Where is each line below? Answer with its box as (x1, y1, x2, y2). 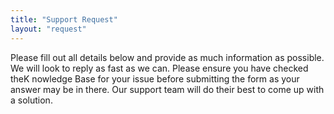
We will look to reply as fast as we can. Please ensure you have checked (10, 62, 309, 74)
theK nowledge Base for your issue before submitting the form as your (10, 72, 300, 85)
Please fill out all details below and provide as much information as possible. (10, 51, 325, 63)
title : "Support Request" (10, 14, 118, 25)
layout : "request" (10, 24, 87, 34)
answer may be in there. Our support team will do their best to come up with (10, 83, 325, 95)
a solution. (10, 94, 53, 106)
